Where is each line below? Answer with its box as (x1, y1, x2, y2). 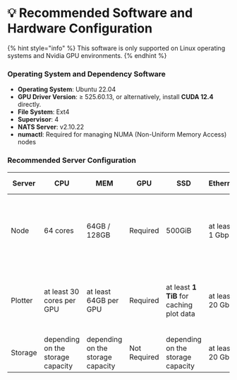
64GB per (86, 295, 119, 305)
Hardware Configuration (7, 21, 153, 37)
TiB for (165, 291, 189, 301)
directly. (17, 100, 42, 109)
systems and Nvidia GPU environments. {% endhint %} (7, 51, 167, 59)
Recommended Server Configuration (7, 156, 136, 166)
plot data (165, 309, 195, 318)
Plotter (11, 295, 33, 305)
